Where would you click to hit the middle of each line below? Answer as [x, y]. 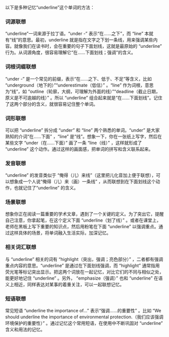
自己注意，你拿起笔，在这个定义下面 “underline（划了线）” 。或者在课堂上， [83, 220]
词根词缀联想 [21, 67]
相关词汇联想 [21, 247]
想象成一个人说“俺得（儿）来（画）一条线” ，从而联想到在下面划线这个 [82, 182]
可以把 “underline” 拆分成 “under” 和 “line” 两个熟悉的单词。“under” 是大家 [82, 130]
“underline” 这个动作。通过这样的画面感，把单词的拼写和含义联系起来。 [79, 149]
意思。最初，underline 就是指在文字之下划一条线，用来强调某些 [88, 40]
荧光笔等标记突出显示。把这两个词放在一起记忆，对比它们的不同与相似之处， [84, 272]
